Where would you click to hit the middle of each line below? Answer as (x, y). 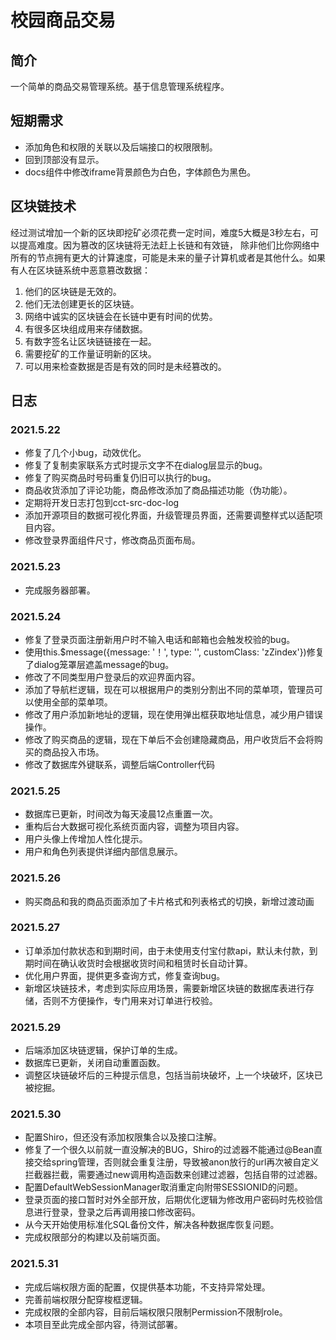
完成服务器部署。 (60, 590)
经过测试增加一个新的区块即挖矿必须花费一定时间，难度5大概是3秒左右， (160, 232)
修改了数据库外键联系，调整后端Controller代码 (119, 764)
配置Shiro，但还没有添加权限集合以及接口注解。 (123, 1137)
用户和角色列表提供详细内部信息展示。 (103, 852)
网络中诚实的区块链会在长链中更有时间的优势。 (121, 316)
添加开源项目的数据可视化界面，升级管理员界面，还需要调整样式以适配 (169, 515)
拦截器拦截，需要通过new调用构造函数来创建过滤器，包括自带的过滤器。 (173, 1175)
